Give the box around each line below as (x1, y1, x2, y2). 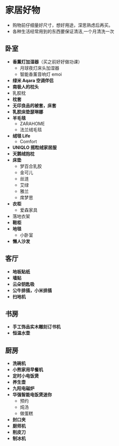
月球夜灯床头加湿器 (19, 65, 60, 71)
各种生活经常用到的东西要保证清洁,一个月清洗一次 (12, 28, 115, 34)
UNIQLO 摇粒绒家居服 (12, 144, 57, 150)
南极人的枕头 (12, 84, 39, 90)
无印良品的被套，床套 (12, 102, 56, 108)
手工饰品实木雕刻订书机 (12, 324, 61, 330)
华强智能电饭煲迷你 (12, 391, 52, 398)
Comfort (19, 138, 37, 144)
